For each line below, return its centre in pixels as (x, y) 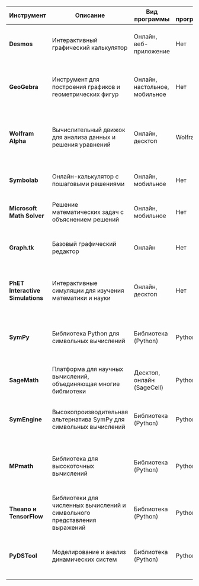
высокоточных (73, 466)
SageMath (24, 380)
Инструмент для (76, 79)
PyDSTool (23, 555)
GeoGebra (24, 87)
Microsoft (23, 208)
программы (152, 19)
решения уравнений (81, 145)
